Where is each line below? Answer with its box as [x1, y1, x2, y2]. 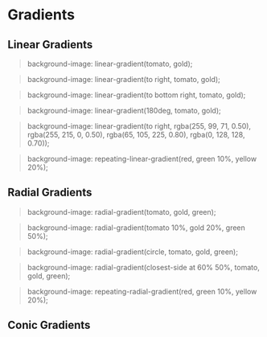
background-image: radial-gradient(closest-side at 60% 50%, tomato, [27, 262, 261, 272]
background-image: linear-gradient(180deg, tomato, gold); [27, 106, 222, 115]
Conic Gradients [7, 319, 91, 332]
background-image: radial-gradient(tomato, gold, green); [27, 207, 216, 216]
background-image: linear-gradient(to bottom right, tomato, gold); [27, 90, 246, 100]
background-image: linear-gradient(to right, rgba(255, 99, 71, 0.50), [27, 121, 251, 130]
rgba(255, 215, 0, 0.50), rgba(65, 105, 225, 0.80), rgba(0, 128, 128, [27, 130, 245, 139]
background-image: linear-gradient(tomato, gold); [27, 59, 193, 68]
